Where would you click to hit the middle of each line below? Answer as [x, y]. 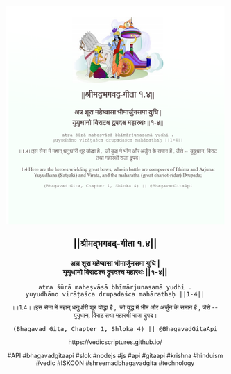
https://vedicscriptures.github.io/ [115, 342]
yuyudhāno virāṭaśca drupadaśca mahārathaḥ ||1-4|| [115, 294]
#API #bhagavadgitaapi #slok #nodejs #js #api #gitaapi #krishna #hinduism [115, 355]
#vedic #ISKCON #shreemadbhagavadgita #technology [115, 363]
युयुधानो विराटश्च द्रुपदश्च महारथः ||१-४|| [115, 272]
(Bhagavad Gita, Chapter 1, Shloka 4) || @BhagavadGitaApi [115, 329]
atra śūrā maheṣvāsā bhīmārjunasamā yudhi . [115, 287]
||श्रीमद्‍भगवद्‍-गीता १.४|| [115, 244]
